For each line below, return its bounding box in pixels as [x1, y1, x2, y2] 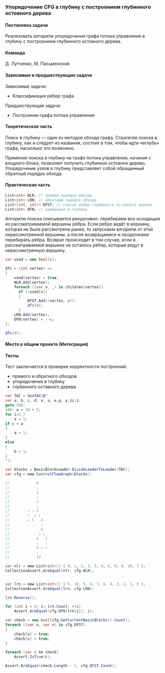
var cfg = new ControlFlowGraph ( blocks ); [5, 472, 92, 477]
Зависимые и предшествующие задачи [5, 72, 92, 78]
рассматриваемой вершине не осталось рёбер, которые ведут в [5, 242, 144, 248]
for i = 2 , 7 [5, 412, 26, 417]
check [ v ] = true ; [14, 636, 50, 641]
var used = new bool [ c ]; [5, 257, 57, 262]
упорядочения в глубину [12, 379, 65, 385]
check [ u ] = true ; [14, 631, 50, 637]
